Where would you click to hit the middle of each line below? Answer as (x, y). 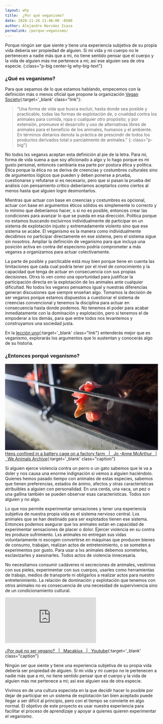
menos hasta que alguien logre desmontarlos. (51, 191)
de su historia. (19, 343)
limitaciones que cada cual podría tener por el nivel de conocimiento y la (78, 267)
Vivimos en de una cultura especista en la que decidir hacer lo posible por (79, 690)
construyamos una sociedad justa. (40, 323)
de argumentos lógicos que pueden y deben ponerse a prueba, (68, 175)
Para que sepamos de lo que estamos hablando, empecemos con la (73, 89)
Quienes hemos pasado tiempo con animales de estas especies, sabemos (79, 479)
